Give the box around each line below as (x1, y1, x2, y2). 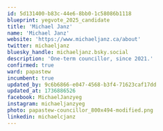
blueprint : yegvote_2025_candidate (7, 17, 110, 24)
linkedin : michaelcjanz (7, 113, 76, 120)
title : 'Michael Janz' (7, 23, 73, 30)
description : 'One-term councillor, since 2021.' (7, 55, 154, 62)
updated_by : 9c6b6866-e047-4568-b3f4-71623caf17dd (7, 81, 157, 88)
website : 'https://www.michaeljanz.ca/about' (7, 36, 141, 43)
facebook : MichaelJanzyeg (7, 94, 82, 101)
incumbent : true (7, 74, 54, 82)
